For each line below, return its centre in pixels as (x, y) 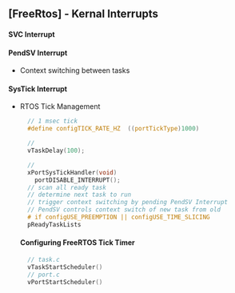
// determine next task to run (80, 195)
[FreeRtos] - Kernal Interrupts (83, 14)
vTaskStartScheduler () (65, 267)
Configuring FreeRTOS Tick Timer (78, 243)
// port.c (44, 275)
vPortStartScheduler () (65, 282)
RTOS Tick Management (60, 106)
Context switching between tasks (75, 70)
